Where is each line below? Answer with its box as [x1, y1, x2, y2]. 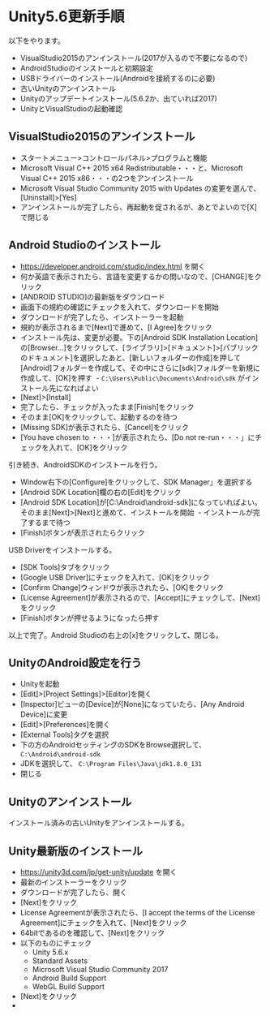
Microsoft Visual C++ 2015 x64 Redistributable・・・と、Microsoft [19, 163, 243, 173]
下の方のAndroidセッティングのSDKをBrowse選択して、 [19, 740, 207, 750]
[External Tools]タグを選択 [19, 730, 109, 739]
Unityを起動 [19, 679, 60, 689]
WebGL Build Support [32, 982, 105, 991]
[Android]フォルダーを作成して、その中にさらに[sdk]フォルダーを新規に [19, 363, 261, 372]
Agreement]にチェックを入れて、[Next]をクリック [19, 918, 187, 928]
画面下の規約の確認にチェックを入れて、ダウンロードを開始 [19, 302, 219, 312]
